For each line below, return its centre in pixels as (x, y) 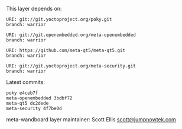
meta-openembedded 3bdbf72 (39, 98)
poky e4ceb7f (22, 93)
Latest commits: (26, 82)
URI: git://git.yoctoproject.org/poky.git (59, 20)
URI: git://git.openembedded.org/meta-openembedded (71, 35)
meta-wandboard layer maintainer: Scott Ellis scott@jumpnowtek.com (91, 120)
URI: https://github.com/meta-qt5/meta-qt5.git (66, 50)
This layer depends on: (34, 9)
